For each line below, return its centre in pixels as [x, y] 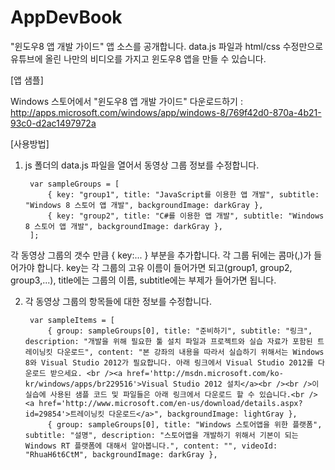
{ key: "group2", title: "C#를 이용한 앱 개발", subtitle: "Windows [186, 216]
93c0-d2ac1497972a [53, 123]
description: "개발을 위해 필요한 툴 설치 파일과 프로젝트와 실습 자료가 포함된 [168, 341]
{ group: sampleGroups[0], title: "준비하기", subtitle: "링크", [180, 331]
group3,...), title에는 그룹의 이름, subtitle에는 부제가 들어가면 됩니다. [143, 280]
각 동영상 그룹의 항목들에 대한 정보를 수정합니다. [118, 301]
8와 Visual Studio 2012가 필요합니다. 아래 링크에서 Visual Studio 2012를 [169, 362]
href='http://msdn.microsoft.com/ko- [205, 373]
